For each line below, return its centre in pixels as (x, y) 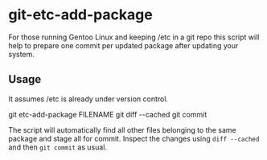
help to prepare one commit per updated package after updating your (123, 45)
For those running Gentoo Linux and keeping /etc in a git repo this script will (134, 37)
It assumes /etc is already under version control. (88, 99)
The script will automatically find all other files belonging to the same (122, 129)
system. (21, 54)
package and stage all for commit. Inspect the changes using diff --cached (134, 138)
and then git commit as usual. (58, 147)
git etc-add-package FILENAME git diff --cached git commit (108, 114)
